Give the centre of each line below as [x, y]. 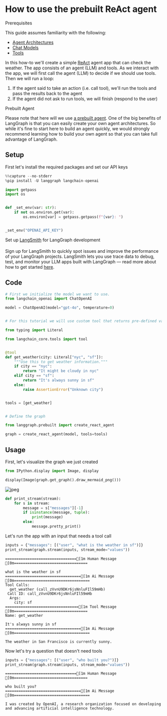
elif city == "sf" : [34, 376]
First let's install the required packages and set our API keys [67, 167]
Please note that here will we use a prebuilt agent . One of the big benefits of [83, 118]
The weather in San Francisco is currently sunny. [59, 642]
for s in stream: [32, 503]
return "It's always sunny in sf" [59, 380]
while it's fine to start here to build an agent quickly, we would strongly [78, 129]
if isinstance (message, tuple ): [57, 513]
